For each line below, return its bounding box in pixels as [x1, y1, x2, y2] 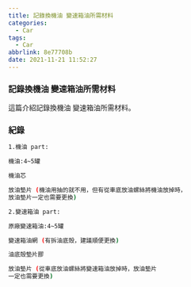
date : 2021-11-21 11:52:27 [8, 56, 97, 64]
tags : [8, 33, 26, 42]
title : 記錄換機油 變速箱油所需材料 [8, 11, 113, 20]
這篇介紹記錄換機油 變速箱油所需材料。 [8, 103, 136, 113]
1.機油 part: [8, 143, 49, 151]
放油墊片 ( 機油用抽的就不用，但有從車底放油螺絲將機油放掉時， [8, 186, 187, 194]
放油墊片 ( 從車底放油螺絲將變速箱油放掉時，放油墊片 [8, 265, 157, 274]
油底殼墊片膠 [8, 251, 44, 258]
